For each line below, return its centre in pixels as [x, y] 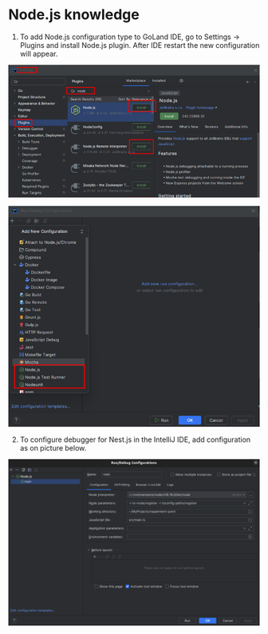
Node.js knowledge [74, 15]
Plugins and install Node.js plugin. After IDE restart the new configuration [140, 45]
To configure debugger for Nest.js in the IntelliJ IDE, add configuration [135, 439]
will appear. [39, 53]
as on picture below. [53, 448]
